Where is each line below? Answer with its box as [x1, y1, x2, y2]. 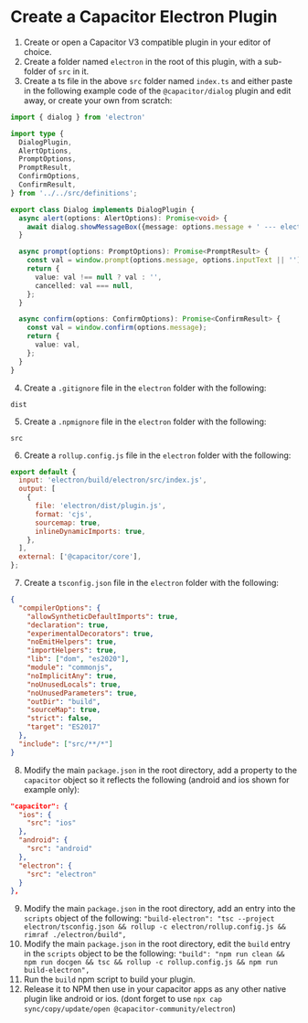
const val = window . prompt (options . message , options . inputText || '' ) [27, 256, 302, 265]
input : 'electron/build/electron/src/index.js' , [18, 475, 207, 485]
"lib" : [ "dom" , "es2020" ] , [27, 655, 130, 664]
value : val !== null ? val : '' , [34, 272, 163, 282]
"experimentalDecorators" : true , [27, 629, 154, 638]
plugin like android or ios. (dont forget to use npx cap [23, 994, 223, 1005]
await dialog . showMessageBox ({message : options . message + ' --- [27, 222, 277, 231]
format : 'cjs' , [34, 509, 93, 518]
